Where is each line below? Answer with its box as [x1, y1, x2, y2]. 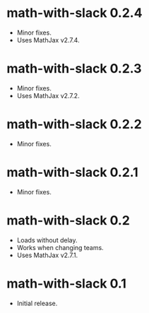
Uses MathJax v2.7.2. [16, 91, 80, 100]
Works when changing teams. [16, 243, 104, 252]
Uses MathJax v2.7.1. [16, 251, 78, 259]
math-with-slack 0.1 [6, 276, 126, 291]
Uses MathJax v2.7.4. [16, 35, 80, 44]
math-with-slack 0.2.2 [6, 117, 142, 132]
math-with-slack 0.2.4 [6, 5, 143, 21]
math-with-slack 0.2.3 [6, 61, 142, 77]
